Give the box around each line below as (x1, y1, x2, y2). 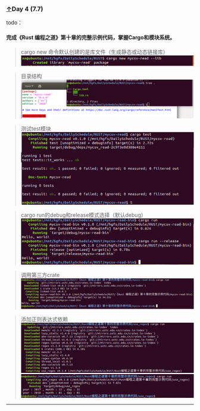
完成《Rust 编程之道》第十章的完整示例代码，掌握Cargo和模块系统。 (6, 33, 176, 41)
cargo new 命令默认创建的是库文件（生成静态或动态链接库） (20, 48, 168, 55)
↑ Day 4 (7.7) (6, 5, 43, 13)
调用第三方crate (20, 272, 60, 279)
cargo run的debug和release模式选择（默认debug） (20, 211, 147, 219)
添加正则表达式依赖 (20, 316, 68, 323)
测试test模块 (20, 125, 52, 132)
